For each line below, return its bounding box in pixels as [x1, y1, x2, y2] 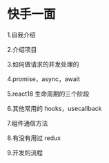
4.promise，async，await [7, 74, 81, 83]
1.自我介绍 [7, 31, 36, 39]
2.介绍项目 [7, 45, 37, 53]
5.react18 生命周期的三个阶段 [7, 89, 90, 98]
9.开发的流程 [7, 148, 43, 157]
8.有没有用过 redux [7, 133, 61, 142]
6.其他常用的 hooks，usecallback [7, 104, 102, 112]
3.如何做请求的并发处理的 [7, 60, 79, 68]
